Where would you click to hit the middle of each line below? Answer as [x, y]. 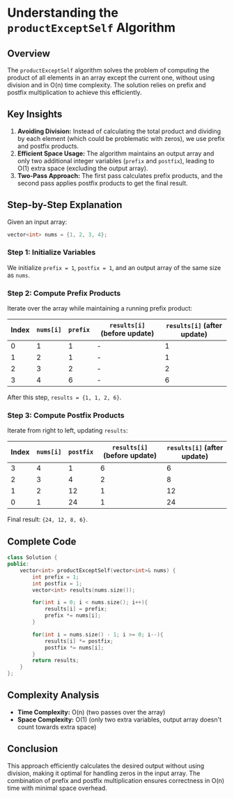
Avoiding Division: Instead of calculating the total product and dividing [119, 131]
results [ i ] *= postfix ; [79, 641]
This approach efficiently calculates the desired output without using [106, 766]
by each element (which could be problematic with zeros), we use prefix [121, 138]
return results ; [56, 661]
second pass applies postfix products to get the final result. [102, 183]
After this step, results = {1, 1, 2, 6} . [64, 397]
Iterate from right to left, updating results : [68, 431]
